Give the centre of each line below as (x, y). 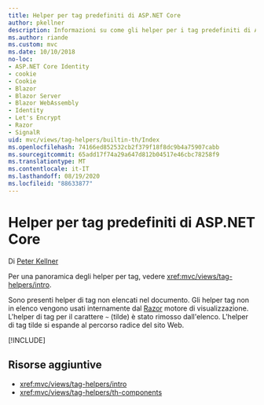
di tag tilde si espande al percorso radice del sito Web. (96, 325)
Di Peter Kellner (33, 261)
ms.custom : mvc (33, 45)
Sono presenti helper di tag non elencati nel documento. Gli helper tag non (129, 300)
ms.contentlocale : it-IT (49, 169)
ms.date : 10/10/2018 (42, 52)
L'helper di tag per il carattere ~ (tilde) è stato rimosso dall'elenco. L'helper (128, 316)
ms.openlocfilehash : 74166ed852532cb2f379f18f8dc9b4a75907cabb (114, 147)
